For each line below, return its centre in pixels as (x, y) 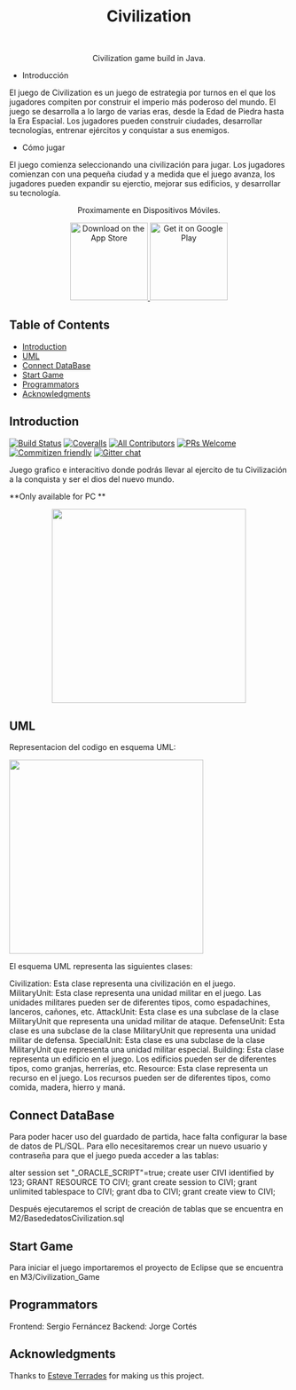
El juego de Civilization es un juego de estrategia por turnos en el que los (143, 92)
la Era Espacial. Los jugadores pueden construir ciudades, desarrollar (136, 121)
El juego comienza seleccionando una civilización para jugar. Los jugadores (147, 164)
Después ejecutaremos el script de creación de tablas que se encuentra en (146, 1209)
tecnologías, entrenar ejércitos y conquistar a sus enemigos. (120, 130)
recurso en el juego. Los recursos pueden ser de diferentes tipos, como (140, 1078)
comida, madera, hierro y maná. (67, 1087)
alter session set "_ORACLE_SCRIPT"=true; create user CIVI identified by (142, 1173)
